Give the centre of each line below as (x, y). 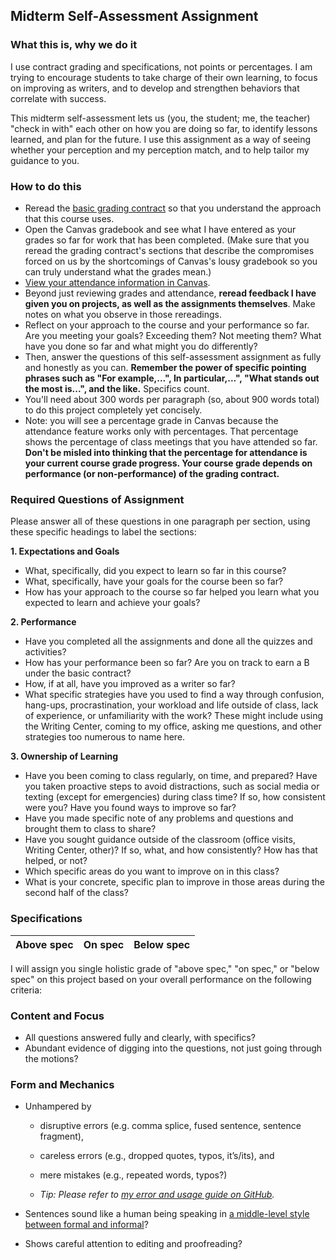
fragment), (61, 1136)
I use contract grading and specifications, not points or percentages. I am (161, 66)
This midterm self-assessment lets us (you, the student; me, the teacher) (160, 118)
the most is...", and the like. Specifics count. (117, 388)
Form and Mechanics (62, 1084)
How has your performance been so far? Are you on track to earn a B (167, 663)
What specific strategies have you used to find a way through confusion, (174, 695)
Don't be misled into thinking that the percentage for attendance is (166, 452)
